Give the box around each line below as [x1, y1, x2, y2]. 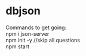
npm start [5, 43, 30, 50]
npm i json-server [5, 30, 50, 37]
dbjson [5, 4, 41, 18]
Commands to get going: [5, 24, 67, 31]
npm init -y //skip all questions [5, 36, 80, 43]
